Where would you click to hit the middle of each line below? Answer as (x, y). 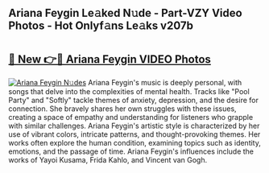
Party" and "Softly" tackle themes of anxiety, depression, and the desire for (134, 100)
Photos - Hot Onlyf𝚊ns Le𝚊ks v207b (101, 26)
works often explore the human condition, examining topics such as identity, (135, 143)
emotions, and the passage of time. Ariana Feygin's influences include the (131, 151)
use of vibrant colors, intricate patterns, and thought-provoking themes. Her (134, 134)
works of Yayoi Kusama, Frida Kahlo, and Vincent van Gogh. (108, 160)
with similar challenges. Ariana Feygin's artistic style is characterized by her (134, 126)
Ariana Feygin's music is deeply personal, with (165, 82)
